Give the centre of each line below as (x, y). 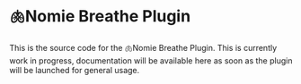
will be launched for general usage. (75, 70)
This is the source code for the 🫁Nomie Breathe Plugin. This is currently (143, 47)
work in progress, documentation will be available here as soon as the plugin (151, 60)
